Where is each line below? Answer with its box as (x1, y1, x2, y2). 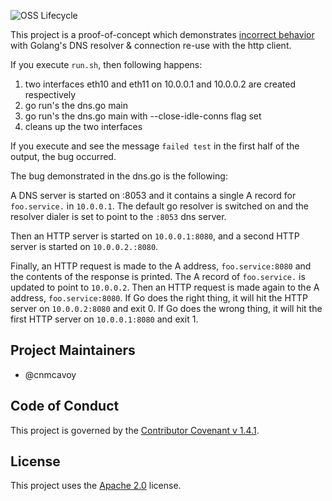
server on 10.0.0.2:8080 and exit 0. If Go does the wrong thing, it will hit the (10, 303, 323, 314)
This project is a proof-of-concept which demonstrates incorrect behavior (10, 29, 315, 40)
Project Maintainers (10, 342, 136, 359)
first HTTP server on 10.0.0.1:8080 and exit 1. (10, 313, 199, 325)
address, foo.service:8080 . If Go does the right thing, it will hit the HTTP (10, 292, 308, 304)
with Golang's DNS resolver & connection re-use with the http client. (10, 40, 292, 51)
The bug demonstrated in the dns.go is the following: (10, 170, 228, 182)
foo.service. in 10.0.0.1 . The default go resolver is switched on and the (10, 200, 310, 212)
